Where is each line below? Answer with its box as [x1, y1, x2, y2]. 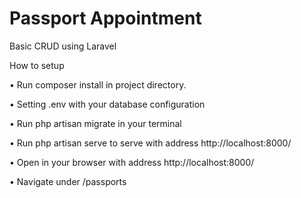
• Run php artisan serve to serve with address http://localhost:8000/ [9, 137, 292, 149]
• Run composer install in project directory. [9, 78, 187, 91]
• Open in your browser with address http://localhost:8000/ [9, 156, 255, 168]
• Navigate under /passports [9, 175, 127, 187]
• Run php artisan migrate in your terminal [9, 117, 182, 129]
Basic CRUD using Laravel [9, 40, 117, 52]
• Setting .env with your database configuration [9, 98, 206, 110]
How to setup [9, 59, 65, 71]
